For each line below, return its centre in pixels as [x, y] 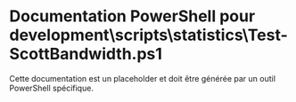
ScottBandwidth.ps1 [86, 54]
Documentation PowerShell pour [132, 16]
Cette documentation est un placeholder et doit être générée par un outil [143, 78]
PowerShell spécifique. [51, 88]
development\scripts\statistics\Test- [148, 35]
